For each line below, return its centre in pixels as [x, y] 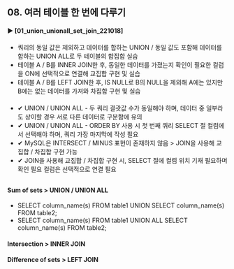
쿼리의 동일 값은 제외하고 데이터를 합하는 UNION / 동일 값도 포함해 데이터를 [119, 47]
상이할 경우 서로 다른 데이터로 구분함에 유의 [83, 117]
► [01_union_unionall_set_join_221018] [65, 31]
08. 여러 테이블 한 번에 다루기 [67, 13]
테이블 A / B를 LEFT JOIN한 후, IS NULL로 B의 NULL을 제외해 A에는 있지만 [120, 82]
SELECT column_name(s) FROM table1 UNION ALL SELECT [102, 220]
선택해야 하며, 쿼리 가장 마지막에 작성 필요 [82, 134]
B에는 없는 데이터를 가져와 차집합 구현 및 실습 [79, 91]
